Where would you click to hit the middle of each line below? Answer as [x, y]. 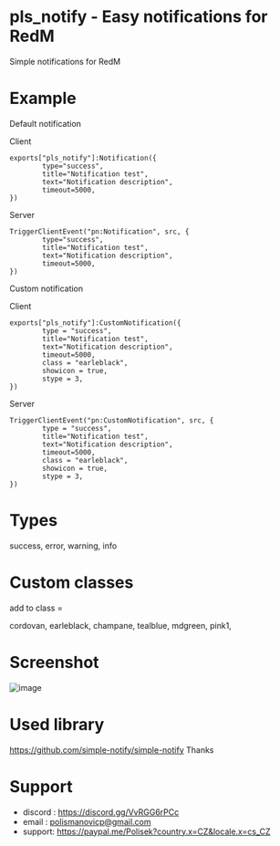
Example [43, 99]
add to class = [36, 608]
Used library [57, 724]
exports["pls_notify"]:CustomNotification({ [95, 323]
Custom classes [72, 582]
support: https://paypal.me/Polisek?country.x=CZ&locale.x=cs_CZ [146, 831]
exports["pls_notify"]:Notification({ [83, 158]
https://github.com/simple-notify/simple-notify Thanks [112, 749]
